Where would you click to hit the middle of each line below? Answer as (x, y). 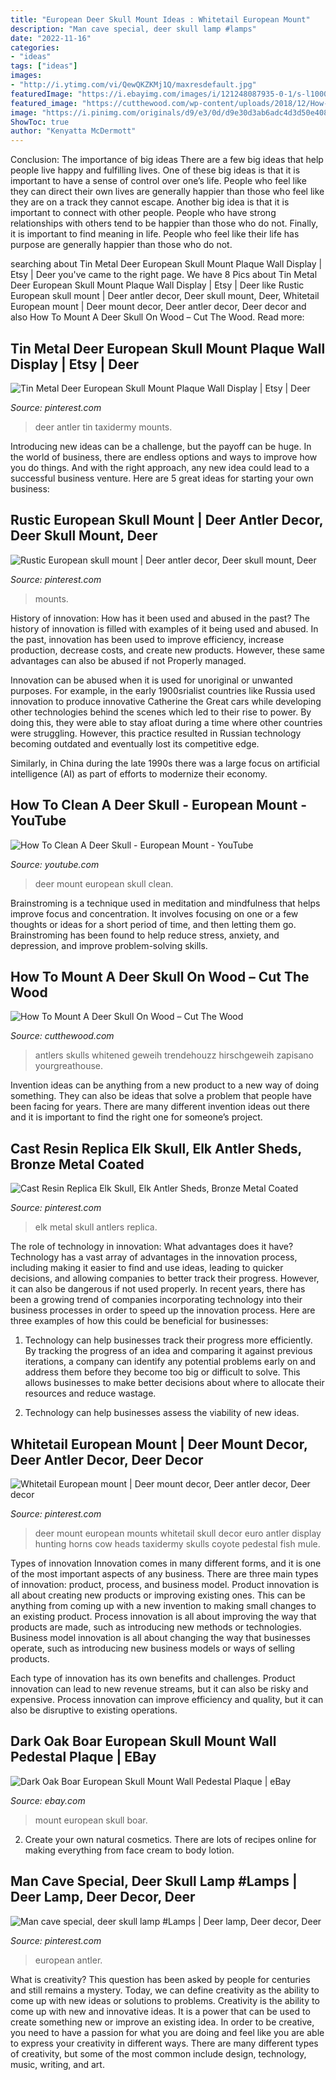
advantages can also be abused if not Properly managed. (128, 660)
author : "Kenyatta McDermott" (73, 131)
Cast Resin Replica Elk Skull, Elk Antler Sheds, (156, 1148)
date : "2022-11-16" (51, 38)
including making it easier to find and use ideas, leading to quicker (147, 1268)
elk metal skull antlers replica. (96, 1227)
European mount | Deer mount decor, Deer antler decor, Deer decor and (158, 307)
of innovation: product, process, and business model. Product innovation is (165, 1584)
